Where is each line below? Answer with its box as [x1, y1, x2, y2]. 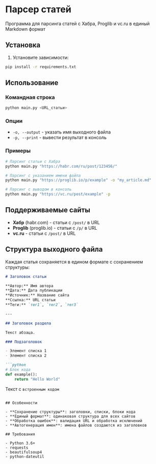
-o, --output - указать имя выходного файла [12, 129, 111, 135]
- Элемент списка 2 [5, 353, 47, 359]
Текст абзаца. [5, 330, 36, 335]
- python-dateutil [5, 454, 44, 459]
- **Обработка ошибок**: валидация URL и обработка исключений [5, 418, 143, 423]
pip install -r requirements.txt [5, 64, 76, 70]
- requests [5, 445, 29, 450]
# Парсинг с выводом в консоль [5, 187, 72, 192]
